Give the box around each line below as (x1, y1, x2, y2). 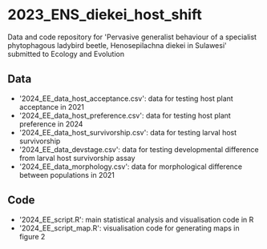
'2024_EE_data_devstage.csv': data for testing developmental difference (18, 144, 259, 154)
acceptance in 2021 (18, 102, 85, 111)
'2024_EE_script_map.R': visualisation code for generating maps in (18, 223, 240, 233)
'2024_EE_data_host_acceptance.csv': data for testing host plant (18, 94, 233, 103)
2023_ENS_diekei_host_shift (7, 6, 202, 24)
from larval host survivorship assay (18, 153, 136, 163)
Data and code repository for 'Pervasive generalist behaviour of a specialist (7, 32, 257, 42)
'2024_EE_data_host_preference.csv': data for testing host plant (18, 110, 232, 120)
